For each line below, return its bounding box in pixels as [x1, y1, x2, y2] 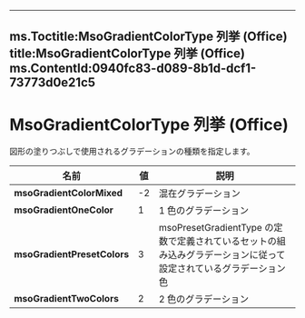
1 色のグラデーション [158, 204, 250, 217]
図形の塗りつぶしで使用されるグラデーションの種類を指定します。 [9, 146, 256, 157]
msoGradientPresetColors [14, 248, 130, 261]
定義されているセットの [176, 235, 277, 248]
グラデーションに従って [185, 249, 286, 262]
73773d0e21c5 [9, 75, 96, 91]
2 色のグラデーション [158, 293, 250, 305]
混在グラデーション [158, 187, 241, 200]
